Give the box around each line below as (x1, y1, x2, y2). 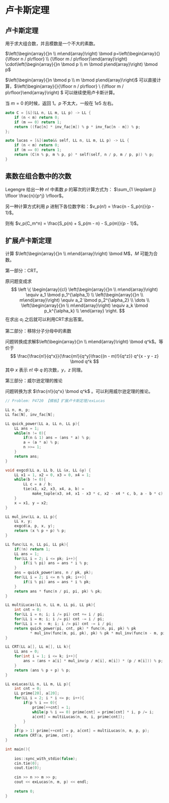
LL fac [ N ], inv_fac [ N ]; (5, 412, 55, 417)
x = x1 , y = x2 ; (14, 500, 49, 506)
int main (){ (5, 747, 30, 752)
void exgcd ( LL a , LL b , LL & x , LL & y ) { (5, 467, 92, 473)
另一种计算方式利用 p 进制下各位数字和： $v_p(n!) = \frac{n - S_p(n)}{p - (5, 203, 154, 209)
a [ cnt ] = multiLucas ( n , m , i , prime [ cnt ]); (32, 714, 125, 719)
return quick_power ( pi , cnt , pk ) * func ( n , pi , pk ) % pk (14, 626, 136, 631)
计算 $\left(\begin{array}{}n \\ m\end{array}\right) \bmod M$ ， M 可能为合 (5, 251, 158, 257)
